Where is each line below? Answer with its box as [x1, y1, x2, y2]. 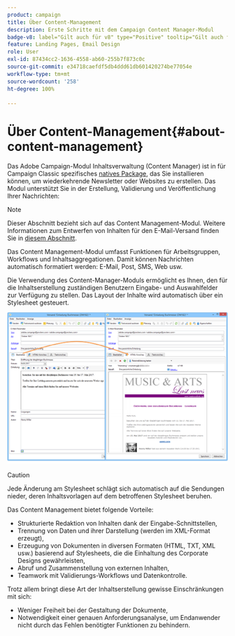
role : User [7, 48, 39, 55]
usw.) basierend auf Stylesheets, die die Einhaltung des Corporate [17, 549, 208, 557]
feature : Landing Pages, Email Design [7, 41, 120, 48]
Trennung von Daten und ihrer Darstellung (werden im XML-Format [17, 526, 211, 535]
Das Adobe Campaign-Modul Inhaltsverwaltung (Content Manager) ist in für [7, 162, 226, 171]
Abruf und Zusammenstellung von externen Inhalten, [17, 564, 170, 572]
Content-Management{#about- [38, 124, 226, 140]
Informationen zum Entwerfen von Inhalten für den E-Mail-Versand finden [7, 227, 220, 235]
